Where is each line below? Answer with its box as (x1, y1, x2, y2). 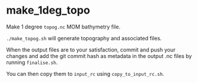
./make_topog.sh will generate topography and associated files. (6, 34, 162, 41)
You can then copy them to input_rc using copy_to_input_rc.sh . (6, 70, 165, 77)
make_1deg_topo (6, 4, 90, 17)
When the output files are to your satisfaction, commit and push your (6, 46, 176, 53)
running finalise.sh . (6, 59, 58, 66)
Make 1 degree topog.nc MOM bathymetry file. (6, 23, 121, 30)
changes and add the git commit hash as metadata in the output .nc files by (6, 52, 193, 59)
